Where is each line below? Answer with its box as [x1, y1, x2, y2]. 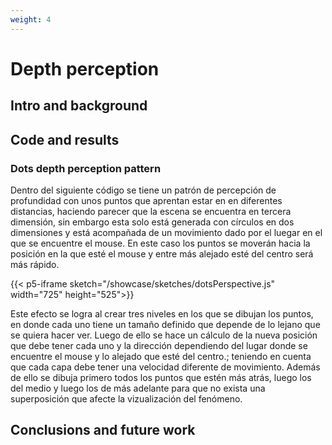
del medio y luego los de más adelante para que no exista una [10, 382, 266, 394]
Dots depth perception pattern [10, 161, 162, 175]
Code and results [10, 131, 120, 148]
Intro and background [10, 97, 148, 115]
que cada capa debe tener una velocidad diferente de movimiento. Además [10, 361, 321, 373]
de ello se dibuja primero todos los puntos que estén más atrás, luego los [10, 371, 312, 383]
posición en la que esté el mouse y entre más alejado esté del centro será [10, 247, 314, 260]
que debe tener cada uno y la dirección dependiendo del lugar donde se [10, 339, 308, 351]
